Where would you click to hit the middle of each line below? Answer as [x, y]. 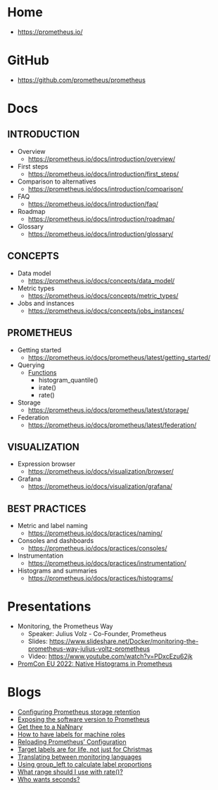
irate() [47, 387]
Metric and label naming [52, 526]
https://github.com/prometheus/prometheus [82, 80]
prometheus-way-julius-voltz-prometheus [89, 649]
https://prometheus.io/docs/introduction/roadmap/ [101, 219]
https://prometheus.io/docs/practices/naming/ [95, 533]
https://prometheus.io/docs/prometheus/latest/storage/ [108, 409]
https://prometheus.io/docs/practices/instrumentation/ [107, 563]
